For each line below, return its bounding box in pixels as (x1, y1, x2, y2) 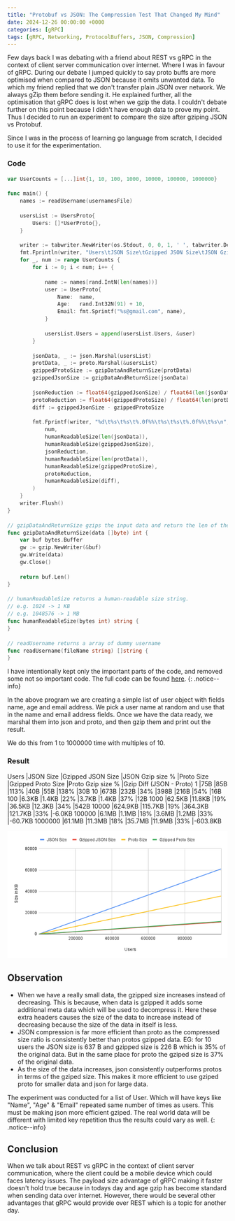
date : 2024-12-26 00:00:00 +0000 (7, 18, 105, 26)
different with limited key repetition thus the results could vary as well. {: (7, 1115, 215, 1124)
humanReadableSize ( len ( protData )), (44, 455, 149, 463)
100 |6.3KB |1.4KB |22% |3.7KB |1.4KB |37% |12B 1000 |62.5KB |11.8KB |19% (7, 794, 227, 803)
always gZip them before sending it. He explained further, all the (7, 91, 192, 99)
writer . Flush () (20, 500, 64, 507)
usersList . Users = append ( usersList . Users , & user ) (44, 330, 196, 337)
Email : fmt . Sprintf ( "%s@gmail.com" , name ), (57, 308, 187, 315)
